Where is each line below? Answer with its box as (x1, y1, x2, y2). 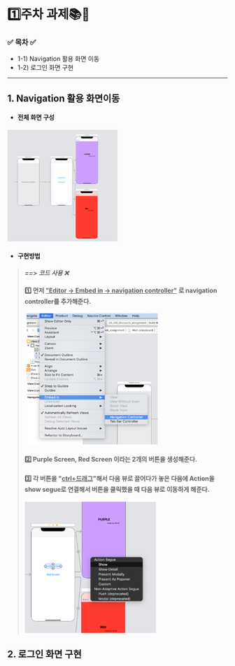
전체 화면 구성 (17, 113, 55, 122)
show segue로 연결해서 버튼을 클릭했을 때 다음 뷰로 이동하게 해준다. (24, 486, 210, 494)
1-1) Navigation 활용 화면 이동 (17, 55, 100, 63)
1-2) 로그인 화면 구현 (17, 64, 74, 72)
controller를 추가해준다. (24, 297, 92, 305)
